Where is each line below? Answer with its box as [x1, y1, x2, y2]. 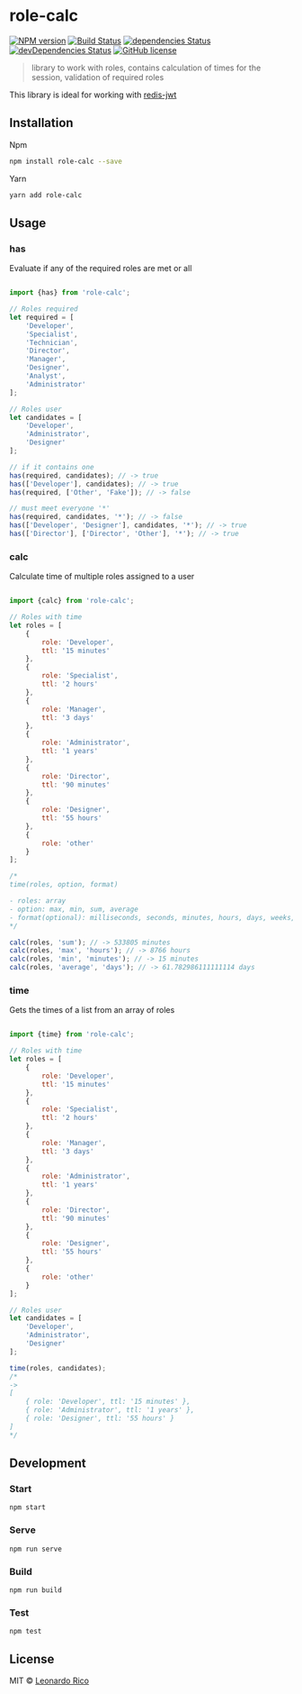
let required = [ [9, 313, 75, 322]
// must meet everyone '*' [9, 504, 111, 514]
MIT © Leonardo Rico [9, 1675, 90, 1686]
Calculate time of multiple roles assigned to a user [9, 571, 195, 582]
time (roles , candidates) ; [9, 1363, 106, 1372]
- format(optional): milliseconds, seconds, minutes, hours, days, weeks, [9, 913, 296, 922]
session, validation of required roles [31, 71, 164, 82]
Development [9, 1456, 87, 1471]
